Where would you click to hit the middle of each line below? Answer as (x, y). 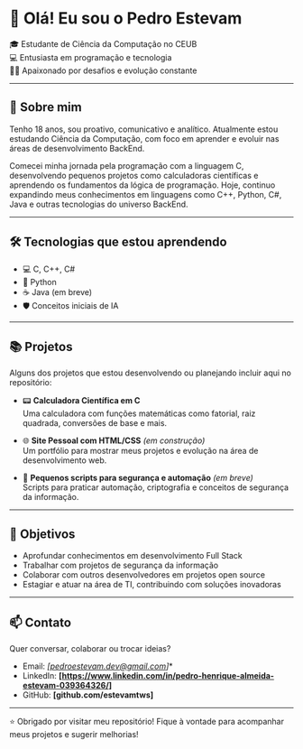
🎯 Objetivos (42, 534)
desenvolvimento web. (64, 460)
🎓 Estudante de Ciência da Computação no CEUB (103, 43)
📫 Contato (41, 622)
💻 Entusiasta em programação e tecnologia (91, 57)
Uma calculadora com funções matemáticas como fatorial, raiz (139, 413)
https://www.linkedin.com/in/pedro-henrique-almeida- (168, 675)
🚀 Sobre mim (46, 107)
